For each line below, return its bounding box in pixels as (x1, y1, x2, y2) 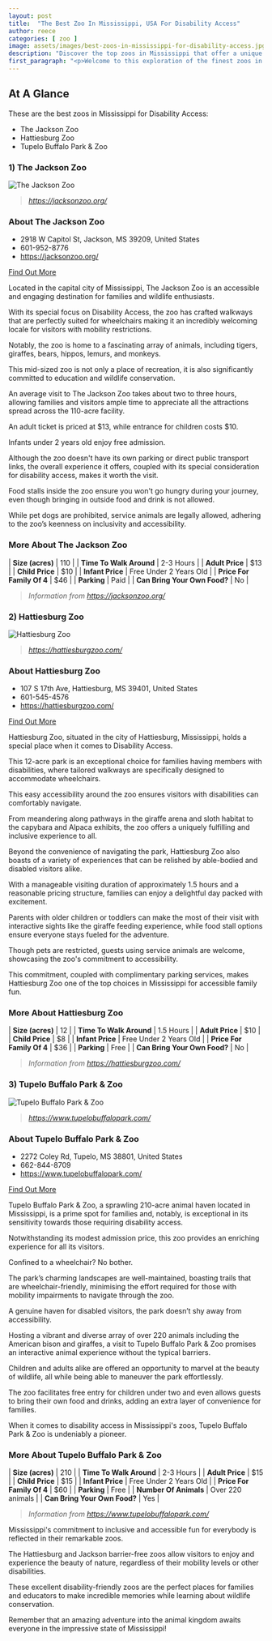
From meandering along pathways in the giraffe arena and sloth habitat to (8, 814, 253, 823)
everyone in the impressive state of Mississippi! (8, 1624, 168, 1634)
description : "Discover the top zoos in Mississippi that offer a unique (8, 49, 263, 58)
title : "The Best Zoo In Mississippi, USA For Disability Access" (8, 19, 241, 28)
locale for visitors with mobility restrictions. (8, 325, 152, 335)
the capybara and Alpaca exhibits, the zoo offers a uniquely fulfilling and (8, 823, 250, 832)
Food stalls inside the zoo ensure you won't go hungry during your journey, (8, 486, 259, 496)
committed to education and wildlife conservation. (8, 374, 176, 383)
